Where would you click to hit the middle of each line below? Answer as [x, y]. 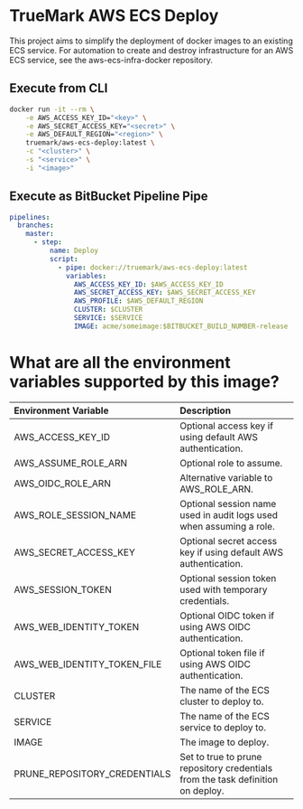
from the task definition [229, 779]
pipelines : [30, 217]
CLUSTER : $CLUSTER [108, 310]
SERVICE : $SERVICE [108, 318]
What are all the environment [120, 362]
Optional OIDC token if [227, 616]
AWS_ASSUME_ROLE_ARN [71, 463]
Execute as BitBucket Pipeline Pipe [109, 197]
